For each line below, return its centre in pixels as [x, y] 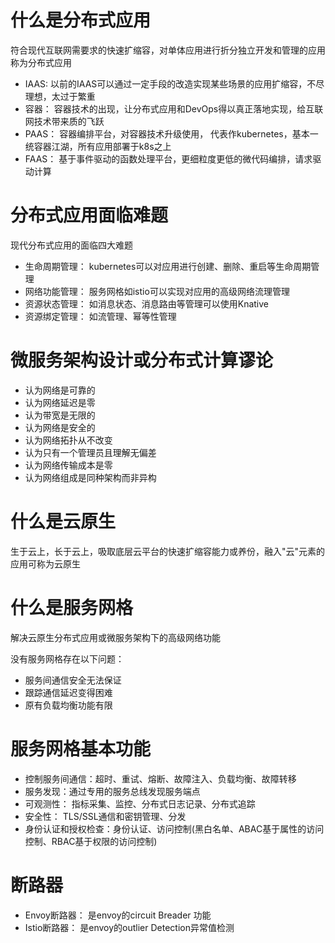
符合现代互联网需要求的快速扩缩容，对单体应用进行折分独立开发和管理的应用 [168, 50]
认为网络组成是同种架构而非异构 [90, 477]
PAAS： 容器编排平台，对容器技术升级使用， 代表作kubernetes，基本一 [171, 133]
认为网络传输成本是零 [68, 465]
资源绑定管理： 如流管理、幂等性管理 [100, 316]
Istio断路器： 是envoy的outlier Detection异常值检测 [129, 927]
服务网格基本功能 [81, 748]
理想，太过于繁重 [60, 96]
